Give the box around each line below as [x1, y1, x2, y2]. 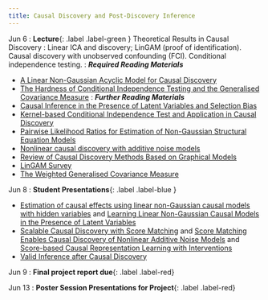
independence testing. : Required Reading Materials [8, 60, 184, 69]
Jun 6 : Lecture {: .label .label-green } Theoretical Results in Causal [8, 34, 229, 43]
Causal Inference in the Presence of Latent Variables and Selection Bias [19, 101, 258, 110]
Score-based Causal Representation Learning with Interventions [19, 243, 233, 253]
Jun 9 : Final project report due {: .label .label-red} [8, 267, 175, 277]
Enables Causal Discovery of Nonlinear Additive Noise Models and [19, 234, 240, 244]
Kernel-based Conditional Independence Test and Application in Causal [19, 109, 257, 119]
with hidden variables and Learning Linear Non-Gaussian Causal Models [19, 208, 260, 218]
